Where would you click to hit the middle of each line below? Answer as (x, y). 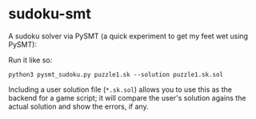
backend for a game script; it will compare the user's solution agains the (127, 97)
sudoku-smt (50, 14)
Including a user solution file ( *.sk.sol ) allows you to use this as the (120, 89)
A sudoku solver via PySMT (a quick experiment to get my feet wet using (128, 36)
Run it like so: (30, 60)
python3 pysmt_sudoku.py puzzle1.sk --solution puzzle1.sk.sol (116, 74)
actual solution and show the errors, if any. (79, 106)
